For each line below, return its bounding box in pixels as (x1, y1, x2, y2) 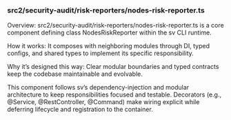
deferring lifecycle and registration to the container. (7, 106, 153, 114)
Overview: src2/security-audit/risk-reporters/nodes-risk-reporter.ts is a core (7, 21, 224, 30)
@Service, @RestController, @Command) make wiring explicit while (7, 98, 200, 106)
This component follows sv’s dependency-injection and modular (7, 83, 190, 92)
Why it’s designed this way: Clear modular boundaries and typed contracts (7, 63, 219, 71)
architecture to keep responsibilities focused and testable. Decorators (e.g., (7, 90, 222, 99)
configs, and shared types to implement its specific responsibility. (7, 49, 194, 57)
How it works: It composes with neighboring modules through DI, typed (7, 42, 210, 50)
